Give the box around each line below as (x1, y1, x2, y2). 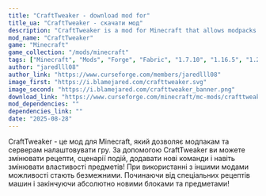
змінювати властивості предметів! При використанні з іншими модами (8, 162, 249, 171)
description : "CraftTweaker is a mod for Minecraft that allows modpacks (8, 26, 257, 34)
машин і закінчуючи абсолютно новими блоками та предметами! (8, 179, 230, 188)
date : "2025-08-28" (8, 115, 73, 123)
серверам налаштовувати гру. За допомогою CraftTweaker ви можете (8, 144, 245, 155)
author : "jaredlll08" (8, 63, 80, 71)
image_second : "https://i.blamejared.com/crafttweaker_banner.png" (8, 85, 236, 94)
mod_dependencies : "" (8, 100, 80, 108)
